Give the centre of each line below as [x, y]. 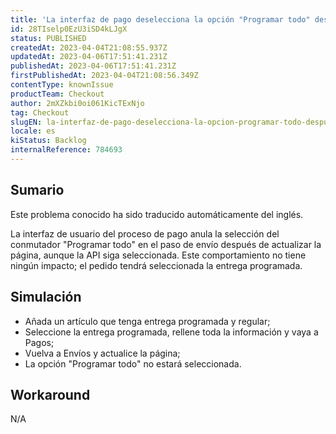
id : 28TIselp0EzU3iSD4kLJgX [69, 29]
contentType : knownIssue [62, 85]
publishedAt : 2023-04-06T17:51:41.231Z [93, 66]
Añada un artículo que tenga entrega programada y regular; [147, 321]
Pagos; [39, 342]
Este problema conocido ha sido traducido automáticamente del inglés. [157, 214]
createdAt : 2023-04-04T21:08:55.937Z [89, 47]
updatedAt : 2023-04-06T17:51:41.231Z [89, 57]
